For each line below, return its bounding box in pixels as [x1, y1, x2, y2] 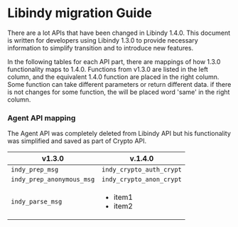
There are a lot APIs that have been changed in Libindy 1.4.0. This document [7, 28, 231, 37]
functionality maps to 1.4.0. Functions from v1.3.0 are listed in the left [7, 65, 208, 73]
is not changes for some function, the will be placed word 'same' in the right [7, 88, 230, 96]
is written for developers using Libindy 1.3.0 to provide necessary [7, 36, 199, 44]
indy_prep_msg [11, 166, 59, 174]
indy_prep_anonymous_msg [11, 176, 95, 184]
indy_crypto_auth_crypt [102, 166, 183, 174]
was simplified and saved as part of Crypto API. [7, 137, 147, 145]
